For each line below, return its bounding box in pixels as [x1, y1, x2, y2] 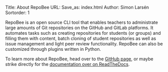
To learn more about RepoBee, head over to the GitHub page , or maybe [5, 56, 154, 62]
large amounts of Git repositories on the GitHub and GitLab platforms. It [5, 25, 154, 31]
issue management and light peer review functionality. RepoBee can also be [5, 41, 163, 47]
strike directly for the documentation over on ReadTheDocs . [5, 61, 130, 67]
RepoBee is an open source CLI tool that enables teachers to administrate [5, 20, 158, 25]
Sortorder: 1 [5, 10, 30, 16]
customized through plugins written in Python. [5, 46, 101, 52]
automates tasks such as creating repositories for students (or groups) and [5, 30, 161, 36]
